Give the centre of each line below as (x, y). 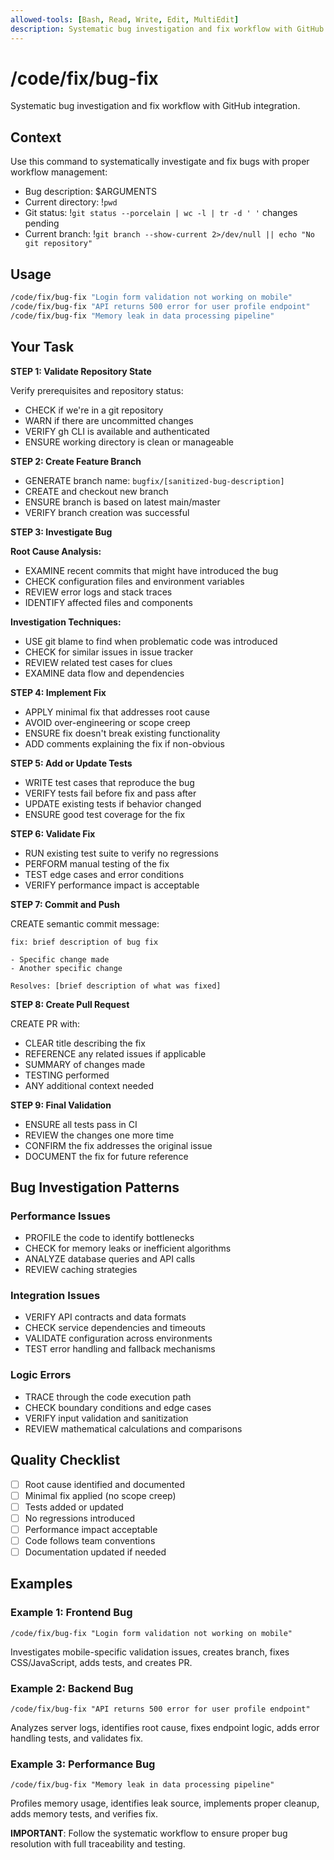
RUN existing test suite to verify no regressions (121, 853)
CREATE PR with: (45, 1023)
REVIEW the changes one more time (99, 1135)
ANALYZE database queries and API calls (110, 1259)
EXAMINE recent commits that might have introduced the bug (151, 570)
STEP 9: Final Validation (61, 1105)
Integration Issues (55, 1296)
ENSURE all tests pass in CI (81, 1124)
